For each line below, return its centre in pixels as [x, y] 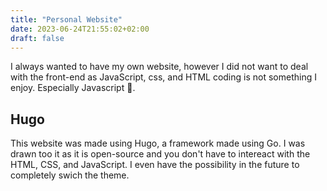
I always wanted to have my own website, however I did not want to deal [159, 67]
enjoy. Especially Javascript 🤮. [73, 88]
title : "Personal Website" [66, 19]
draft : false [37, 38]
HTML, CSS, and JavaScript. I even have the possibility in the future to [155, 165]
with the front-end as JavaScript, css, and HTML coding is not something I [163, 77]
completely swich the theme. [70, 175]
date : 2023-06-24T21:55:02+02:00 [80, 29]
